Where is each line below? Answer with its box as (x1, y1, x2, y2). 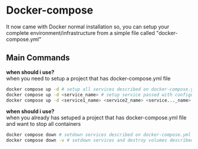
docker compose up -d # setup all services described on (6, 86, 149, 92)
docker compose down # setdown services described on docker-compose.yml (6, 132, 192, 138)
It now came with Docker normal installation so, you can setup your (6, 23, 170, 30)
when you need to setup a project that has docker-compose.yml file (6, 74, 171, 82)
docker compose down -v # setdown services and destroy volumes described (6, 137, 194, 144)
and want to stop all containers (6, 121, 81, 128)
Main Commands (6, 53, 70, 63)
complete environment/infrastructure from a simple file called (6, 29, 155, 36)
